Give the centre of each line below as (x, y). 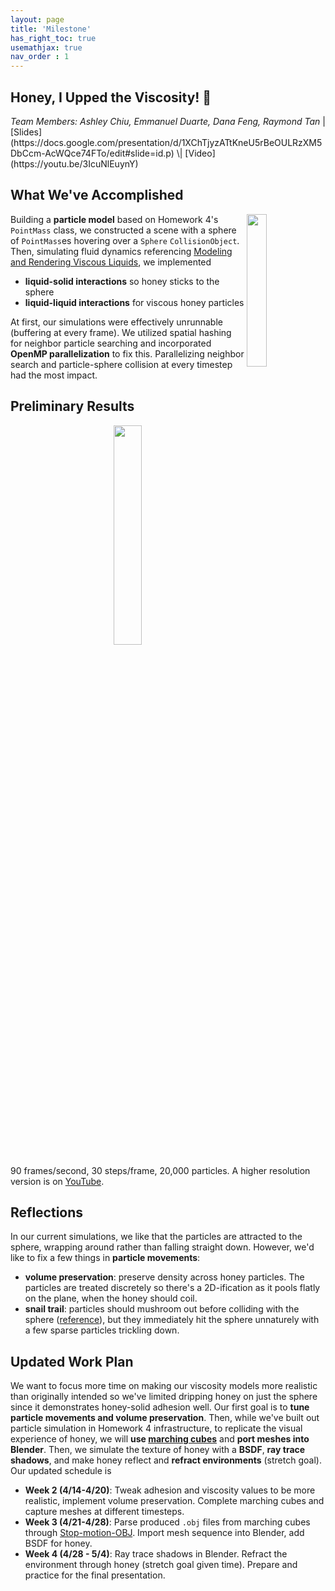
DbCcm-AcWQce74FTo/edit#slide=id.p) (92, 153)
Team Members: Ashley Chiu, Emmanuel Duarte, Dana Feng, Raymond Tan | (168, 121)
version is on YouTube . (57, 1181)
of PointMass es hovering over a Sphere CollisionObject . (125, 240)
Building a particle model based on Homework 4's (114, 219)
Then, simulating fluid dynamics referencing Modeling (121, 251)
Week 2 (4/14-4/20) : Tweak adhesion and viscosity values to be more (170, 1490)
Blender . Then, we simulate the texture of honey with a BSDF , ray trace (158, 1450)
